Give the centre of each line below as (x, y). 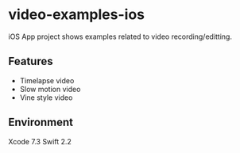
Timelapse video (47, 80)
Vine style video (46, 98)
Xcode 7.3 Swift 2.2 (40, 141)
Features (31, 61)
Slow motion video (50, 89)
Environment (41, 122)
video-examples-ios (77, 15)
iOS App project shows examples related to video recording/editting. (120, 36)
